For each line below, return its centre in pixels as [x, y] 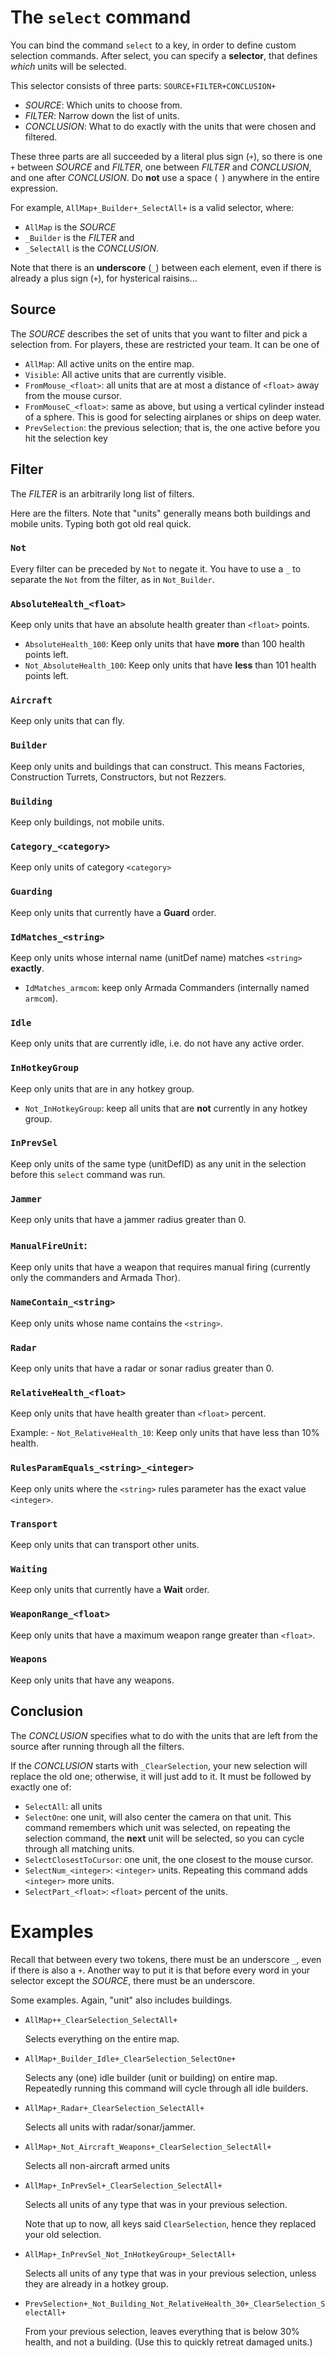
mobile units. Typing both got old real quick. [101, 523]
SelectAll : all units [63, 1806]
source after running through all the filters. [97, 1746]
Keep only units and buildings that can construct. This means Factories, [157, 766]
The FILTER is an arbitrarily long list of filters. [102, 493]
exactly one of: [41, 1787]
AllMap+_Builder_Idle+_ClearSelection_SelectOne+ [130, 2059]
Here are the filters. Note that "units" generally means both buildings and [160, 513]
